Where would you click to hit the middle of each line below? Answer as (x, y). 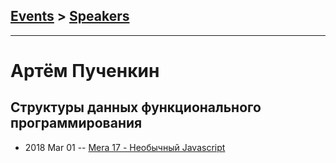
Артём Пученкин (85, 71)
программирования (76, 123)
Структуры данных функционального (136, 107)
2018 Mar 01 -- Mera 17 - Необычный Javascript (125, 147)
